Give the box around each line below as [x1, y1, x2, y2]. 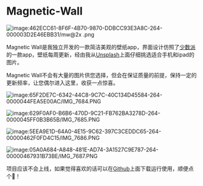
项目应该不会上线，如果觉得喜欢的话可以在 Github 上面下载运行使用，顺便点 [6, 165, 194, 172]
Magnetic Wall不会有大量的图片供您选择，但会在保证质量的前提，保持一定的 [6, 71, 197, 78]
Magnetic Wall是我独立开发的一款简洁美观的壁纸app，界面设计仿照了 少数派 [6, 43, 196, 50]
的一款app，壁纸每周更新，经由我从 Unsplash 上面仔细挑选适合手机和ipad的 [6, 50, 195, 58]
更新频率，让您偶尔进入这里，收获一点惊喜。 [6, 79, 119, 86]
